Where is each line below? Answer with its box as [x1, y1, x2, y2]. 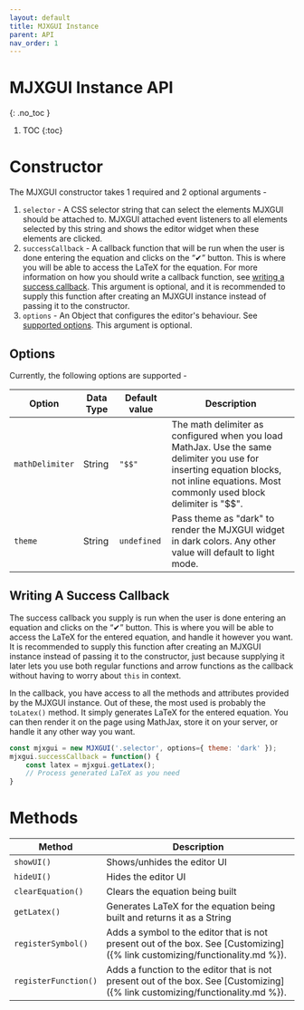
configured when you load [171, 429, 283, 442]
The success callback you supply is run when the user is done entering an [9, 612, 287, 623]
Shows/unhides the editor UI [106, 856, 228, 869]
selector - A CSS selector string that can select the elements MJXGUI [22, 205, 284, 216]
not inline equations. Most [171, 475, 281, 487]
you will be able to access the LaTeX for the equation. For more [22, 262, 258, 273]
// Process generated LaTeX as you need [25, 769, 180, 778]
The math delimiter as [171, 418, 264, 430]
